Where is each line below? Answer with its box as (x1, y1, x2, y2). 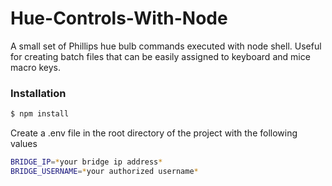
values (10, 138, 38, 150)
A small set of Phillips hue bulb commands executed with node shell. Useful (10, 40, 322, 52)
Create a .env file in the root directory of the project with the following (10, 127, 298, 139)
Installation (10, 86, 67, 100)
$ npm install (10, 109, 70, 119)
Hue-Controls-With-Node (10, 7, 228, 30)
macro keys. (10, 61, 62, 73)
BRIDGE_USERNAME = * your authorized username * (10, 166, 199, 176)
